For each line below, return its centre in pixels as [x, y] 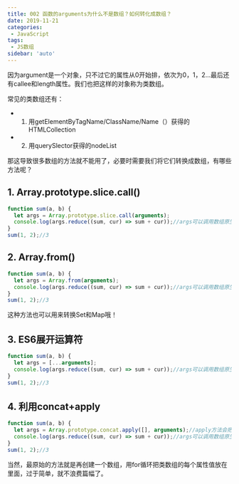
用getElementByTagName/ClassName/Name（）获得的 [109, 121]
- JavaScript [30, 34]
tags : [15, 41]
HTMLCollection [52, 130]
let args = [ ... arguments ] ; [55, 363]
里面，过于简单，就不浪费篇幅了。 [57, 473]
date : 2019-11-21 [33, 21]
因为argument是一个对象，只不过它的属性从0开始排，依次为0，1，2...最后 [116, 75]
